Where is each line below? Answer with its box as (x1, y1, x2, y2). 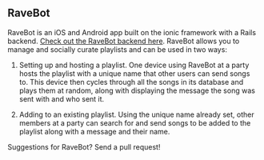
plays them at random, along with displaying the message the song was (18, 86, 255, 95)
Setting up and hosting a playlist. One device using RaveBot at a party (18, 60, 250, 70)
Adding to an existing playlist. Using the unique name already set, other (18, 110, 254, 119)
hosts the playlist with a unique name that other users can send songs (18, 68, 250, 78)
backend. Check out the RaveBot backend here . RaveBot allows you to (7, 36, 240, 46)
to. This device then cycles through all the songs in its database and (18, 77, 244, 86)
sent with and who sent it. (18, 94, 105, 103)
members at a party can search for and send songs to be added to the (18, 118, 251, 127)
